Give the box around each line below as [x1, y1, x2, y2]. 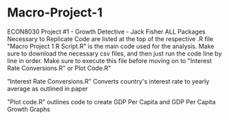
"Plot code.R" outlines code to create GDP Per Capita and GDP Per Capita [7, 97, 216, 106]
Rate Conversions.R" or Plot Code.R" [7, 64, 111, 72]
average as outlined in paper [7, 84, 88, 93]
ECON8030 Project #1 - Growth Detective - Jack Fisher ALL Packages [7, 27, 206, 36]
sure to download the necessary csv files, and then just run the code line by [7, 49, 222, 58]
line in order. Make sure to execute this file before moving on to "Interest [7, 56, 212, 64]
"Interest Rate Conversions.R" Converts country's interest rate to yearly [7, 77, 210, 85]
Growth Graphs [7, 105, 50, 113]
